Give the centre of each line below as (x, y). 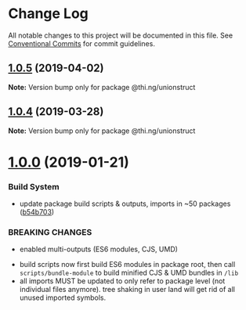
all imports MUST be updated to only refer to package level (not (122, 281)
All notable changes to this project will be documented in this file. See (121, 35)
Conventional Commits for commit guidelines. (81, 43)
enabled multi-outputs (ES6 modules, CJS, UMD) (99, 249)
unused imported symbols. (63, 297)
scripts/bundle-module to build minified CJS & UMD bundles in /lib (129, 273)
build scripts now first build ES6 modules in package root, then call (127, 265)
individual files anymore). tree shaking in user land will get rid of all (127, 290)
